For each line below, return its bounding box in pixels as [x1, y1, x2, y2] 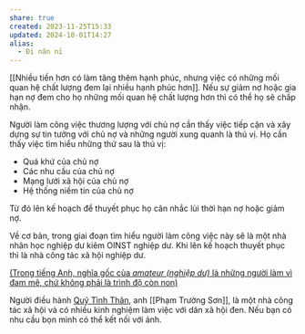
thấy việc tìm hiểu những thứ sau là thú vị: [9, 139, 167, 150]
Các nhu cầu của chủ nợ [22, 166, 115, 177]
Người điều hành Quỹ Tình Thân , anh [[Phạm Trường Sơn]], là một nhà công [9, 295, 294, 306]
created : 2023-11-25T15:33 [9, 22, 112, 31]
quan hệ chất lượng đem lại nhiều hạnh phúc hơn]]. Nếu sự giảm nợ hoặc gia [9, 82, 297, 93]
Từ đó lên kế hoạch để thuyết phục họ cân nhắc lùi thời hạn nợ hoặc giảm [9, 203, 285, 214]
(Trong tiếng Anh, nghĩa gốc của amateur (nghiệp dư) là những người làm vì [9, 267, 293, 278]
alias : [9, 38, 35, 48]
